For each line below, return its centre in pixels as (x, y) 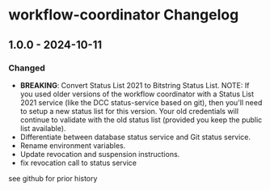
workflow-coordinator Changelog (124, 15)
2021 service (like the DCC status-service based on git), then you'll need (141, 102)
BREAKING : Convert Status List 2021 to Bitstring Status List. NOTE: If (135, 85)
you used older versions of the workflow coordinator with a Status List (137, 94)
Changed (27, 68)
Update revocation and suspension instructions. (100, 154)
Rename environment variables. (73, 145)
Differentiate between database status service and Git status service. (135, 137)
